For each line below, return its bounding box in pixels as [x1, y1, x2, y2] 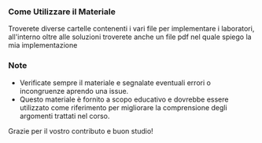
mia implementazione [8, 41, 78, 50]
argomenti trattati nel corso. [19, 111, 110, 120]
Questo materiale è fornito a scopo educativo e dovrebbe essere [19, 95, 229, 104]
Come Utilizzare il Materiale [8, 6, 116, 17]
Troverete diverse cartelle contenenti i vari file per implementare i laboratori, [8, 24, 255, 34]
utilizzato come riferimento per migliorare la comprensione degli [19, 102, 227, 112]
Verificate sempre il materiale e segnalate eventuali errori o [19, 77, 211, 88]
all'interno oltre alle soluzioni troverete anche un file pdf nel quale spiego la [8, 32, 252, 41]
